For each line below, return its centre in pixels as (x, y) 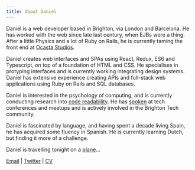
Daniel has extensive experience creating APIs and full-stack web (86, 77)
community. (20, 114)
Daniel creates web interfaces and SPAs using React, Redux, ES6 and (91, 58)
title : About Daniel (32, 12)
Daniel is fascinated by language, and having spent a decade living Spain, (96, 125)
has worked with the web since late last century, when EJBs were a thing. (95, 35)
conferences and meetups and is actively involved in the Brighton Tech (92, 107)
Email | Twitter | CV (30, 161)
